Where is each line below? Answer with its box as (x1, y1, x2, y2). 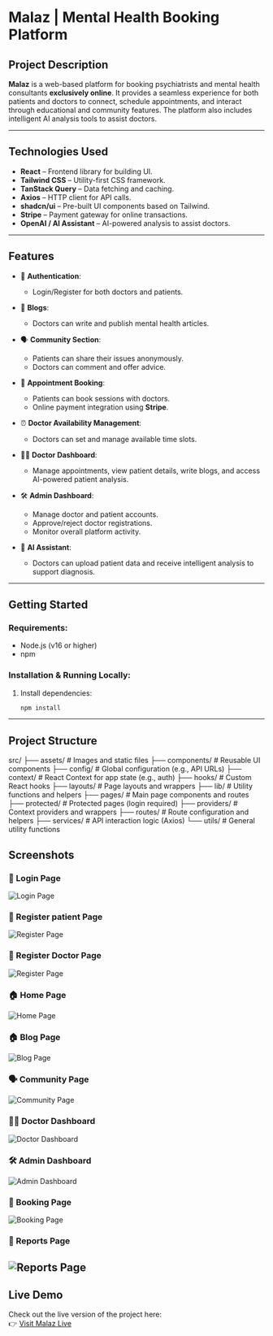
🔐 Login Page (8, 872, 61, 883)
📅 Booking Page (8, 1196, 71, 1208)
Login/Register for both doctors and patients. (32, 287, 184, 297)
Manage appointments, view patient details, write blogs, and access (32, 466, 261, 475)
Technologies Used (8, 145, 108, 158)
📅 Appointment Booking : (19, 378, 106, 388)
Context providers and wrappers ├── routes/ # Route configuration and (8, 807, 249, 817)
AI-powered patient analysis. (32, 474, 129, 484)
